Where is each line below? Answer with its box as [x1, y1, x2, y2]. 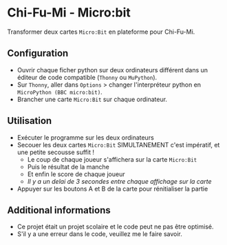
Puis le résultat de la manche [27, 162, 110, 171]
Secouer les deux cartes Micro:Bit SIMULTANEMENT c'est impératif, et [17, 140, 220, 149]
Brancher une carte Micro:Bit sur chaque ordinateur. [17, 95, 167, 103]
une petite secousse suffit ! [17, 148, 95, 156]
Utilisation [7, 115, 52, 127]
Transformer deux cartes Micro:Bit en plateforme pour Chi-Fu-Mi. [7, 28, 195, 36]
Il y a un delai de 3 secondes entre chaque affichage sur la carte [27, 177, 212, 185]
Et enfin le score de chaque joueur [27, 170, 125, 178]
